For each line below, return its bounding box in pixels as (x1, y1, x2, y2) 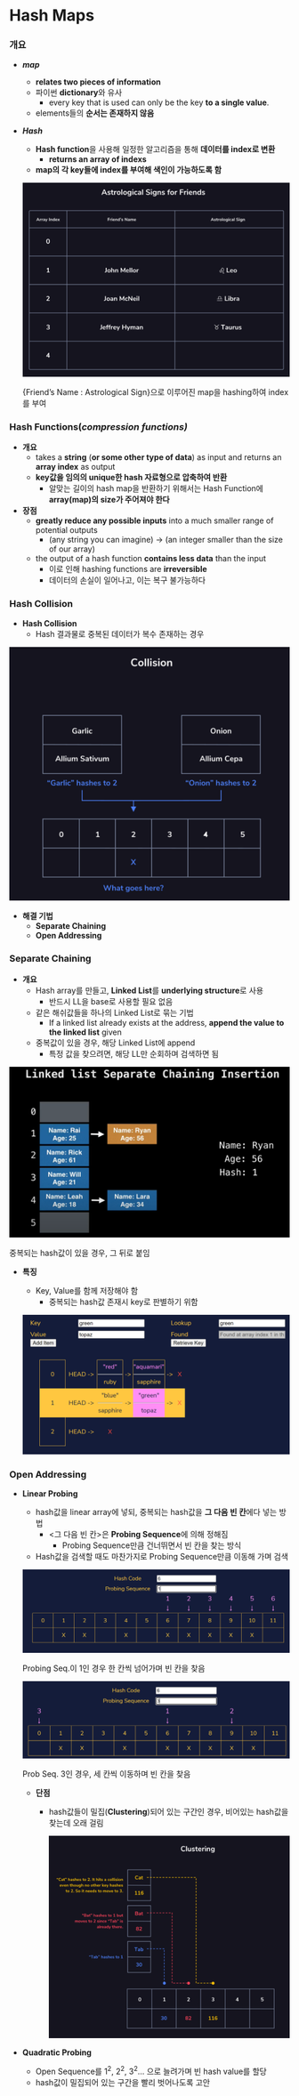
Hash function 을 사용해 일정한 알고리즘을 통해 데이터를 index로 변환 (35, 144, 276, 155)
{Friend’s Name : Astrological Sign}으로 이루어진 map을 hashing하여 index (21, 386, 289, 397)
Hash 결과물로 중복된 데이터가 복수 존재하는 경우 (35, 628, 205, 639)
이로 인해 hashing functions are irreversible (48, 564, 207, 575)
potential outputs (35, 525, 98, 536)
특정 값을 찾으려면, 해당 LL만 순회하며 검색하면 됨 (48, 1048, 220, 1059)
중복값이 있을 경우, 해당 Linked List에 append (35, 1037, 196, 1048)
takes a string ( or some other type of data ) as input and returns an (35, 452, 282, 463)
